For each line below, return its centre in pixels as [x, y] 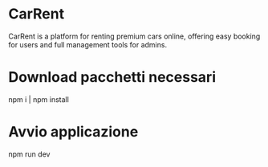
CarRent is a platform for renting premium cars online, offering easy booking [134, 36]
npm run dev [29, 154]
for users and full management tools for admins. [87, 44]
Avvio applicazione [73, 132]
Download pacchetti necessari [112, 77]
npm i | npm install [39, 99]
